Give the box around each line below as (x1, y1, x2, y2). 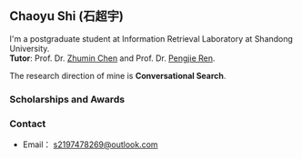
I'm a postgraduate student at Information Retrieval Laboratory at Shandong (9, 33, 294, 44)
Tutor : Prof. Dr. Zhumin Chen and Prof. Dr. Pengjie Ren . (9, 53, 216, 64)
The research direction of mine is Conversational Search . (9, 70, 226, 81)
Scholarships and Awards (9, 93, 126, 105)
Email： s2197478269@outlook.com (22, 139, 158, 150)
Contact (9, 117, 46, 130)
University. (9, 43, 50, 54)
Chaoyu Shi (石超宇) (9, 8, 125, 25)
